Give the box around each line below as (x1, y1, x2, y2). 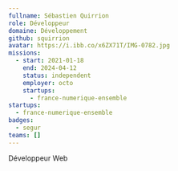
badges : (8, 116, 34, 124)
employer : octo (22, 79, 74, 87)
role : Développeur (8, 19, 70, 27)
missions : (8, 49, 42, 57)
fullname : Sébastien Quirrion (8, 11, 110, 20)
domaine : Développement (8, 26, 88, 35)
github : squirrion (8, 34, 70, 43)
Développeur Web (8, 153, 68, 163)
